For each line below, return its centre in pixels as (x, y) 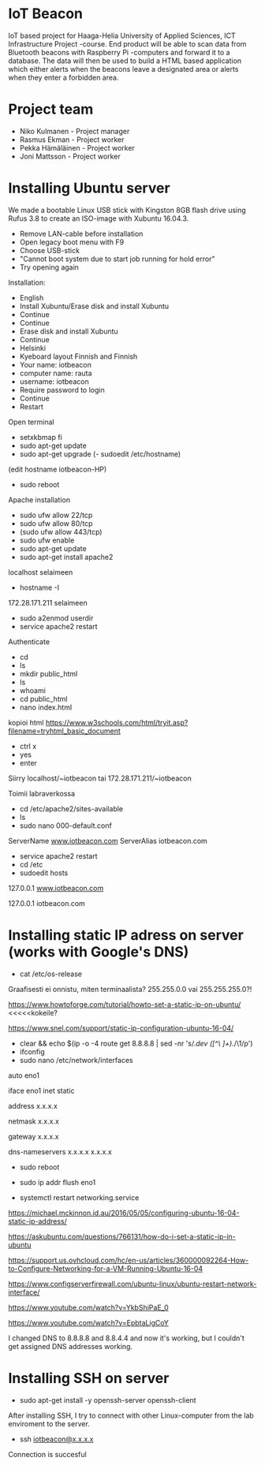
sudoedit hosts (44, 873)
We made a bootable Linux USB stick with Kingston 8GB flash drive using (127, 210)
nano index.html (46, 707)
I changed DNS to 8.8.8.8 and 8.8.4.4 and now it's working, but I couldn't (126, 1338)
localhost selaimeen (41, 572)
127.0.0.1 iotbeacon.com (47, 903)
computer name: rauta (56, 373)
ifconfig (32, 1051)
